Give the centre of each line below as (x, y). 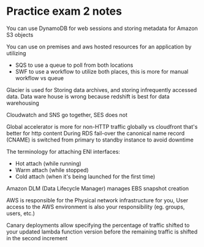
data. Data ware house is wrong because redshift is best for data (88, 96)
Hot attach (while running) (48, 163)
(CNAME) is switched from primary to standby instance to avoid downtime (100, 140)
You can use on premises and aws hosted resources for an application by (99, 47)
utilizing (16, 53)
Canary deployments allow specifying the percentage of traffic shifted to (98, 225)
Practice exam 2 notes (64, 11)
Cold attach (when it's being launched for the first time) (85, 177)
